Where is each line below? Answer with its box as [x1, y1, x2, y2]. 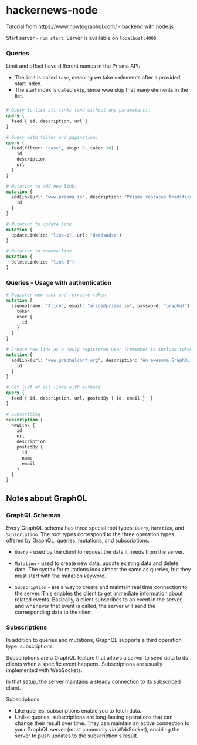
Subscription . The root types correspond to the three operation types [6, 530, 175, 537]
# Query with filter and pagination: [6, 134, 98, 140]
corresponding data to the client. [14, 608, 94, 616]
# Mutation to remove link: [6, 248, 75, 254]
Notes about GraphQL [6, 493, 87, 503]
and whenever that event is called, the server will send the [14, 602, 156, 609]
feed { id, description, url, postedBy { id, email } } [11, 395, 154, 401]
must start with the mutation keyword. [14, 572, 107, 579]
